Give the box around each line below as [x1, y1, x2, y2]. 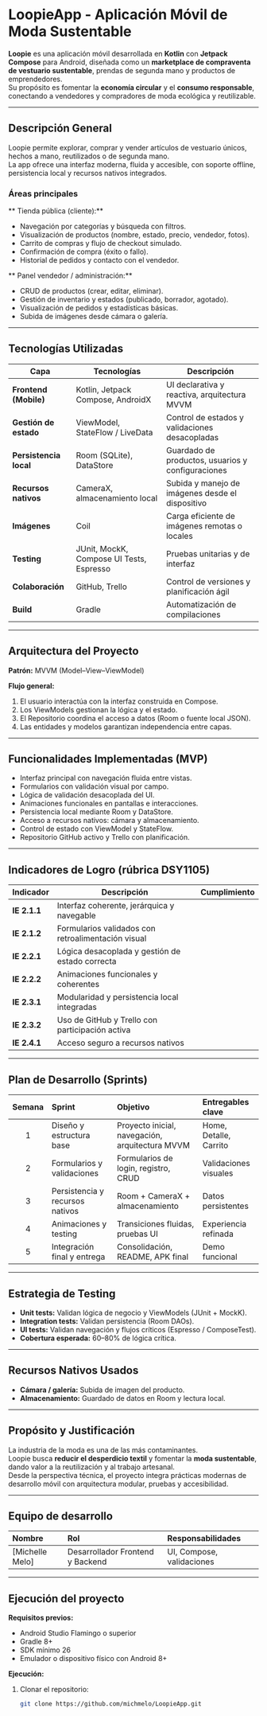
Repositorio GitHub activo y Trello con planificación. [19, 833, 190, 842]
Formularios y [51, 1158, 103, 1169]
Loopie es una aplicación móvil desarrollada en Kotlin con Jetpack [8, 49, 228, 58]
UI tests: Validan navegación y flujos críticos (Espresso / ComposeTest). [19, 1324, 257, 1334]
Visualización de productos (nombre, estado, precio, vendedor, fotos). [19, 230, 250, 240]
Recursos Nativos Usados [8, 1363, 139, 1378]
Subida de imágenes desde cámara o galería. [19, 312, 168, 322]
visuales [202, 1168, 234, 1179]
